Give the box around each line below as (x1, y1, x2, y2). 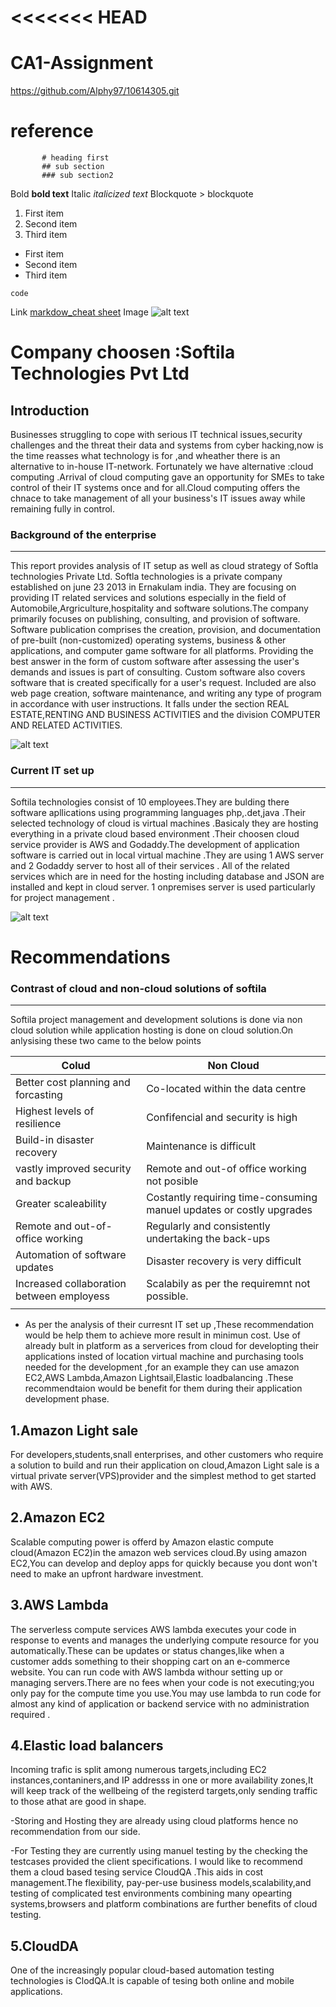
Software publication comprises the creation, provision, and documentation (10, 624, 321, 636)
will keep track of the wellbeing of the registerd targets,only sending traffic (10, 1785, 318, 1797)
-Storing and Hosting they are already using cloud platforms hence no (10, 1815, 299, 1827)
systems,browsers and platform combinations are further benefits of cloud (10, 1898, 318, 1910)
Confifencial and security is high (146, 1111, 298, 1125)
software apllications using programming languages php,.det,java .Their (10, 806, 307, 818)
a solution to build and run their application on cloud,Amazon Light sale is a (10, 1459, 320, 1471)
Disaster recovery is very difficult (146, 1254, 302, 1268)
